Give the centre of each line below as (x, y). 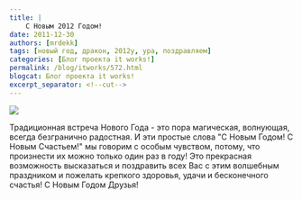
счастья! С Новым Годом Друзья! (74, 185)
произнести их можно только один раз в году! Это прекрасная (131, 156)
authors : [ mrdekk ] (44, 43)
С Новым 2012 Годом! (64, 26)
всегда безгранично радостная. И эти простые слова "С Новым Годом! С (151, 137)
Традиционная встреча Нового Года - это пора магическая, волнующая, (150, 127)
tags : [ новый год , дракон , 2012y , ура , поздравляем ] (110, 51)
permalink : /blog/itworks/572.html (76, 68)
